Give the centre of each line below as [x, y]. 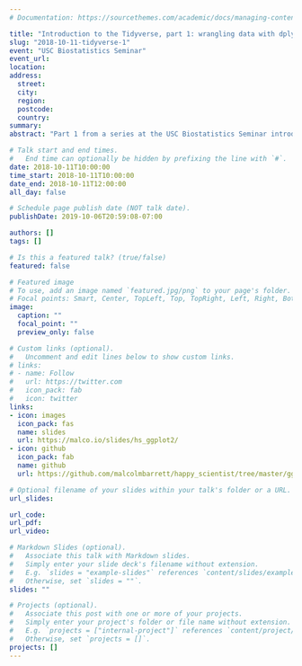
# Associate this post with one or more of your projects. [126, 614]
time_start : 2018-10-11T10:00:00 [72, 175]
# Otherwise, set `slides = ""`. [76, 581]
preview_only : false [56, 332]
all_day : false [38, 192]
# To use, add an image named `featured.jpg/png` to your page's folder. [151, 290]
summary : [26, 126]
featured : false [40, 266]
